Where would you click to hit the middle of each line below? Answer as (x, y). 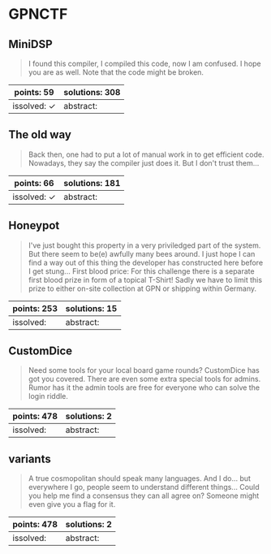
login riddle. (48, 396)
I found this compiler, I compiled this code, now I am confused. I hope (144, 63)
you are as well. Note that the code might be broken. (116, 72)
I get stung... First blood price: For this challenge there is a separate (141, 271)
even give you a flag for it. (72, 504)
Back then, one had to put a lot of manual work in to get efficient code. (146, 154)
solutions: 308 (92, 92)
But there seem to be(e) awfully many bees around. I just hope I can (142, 253)
